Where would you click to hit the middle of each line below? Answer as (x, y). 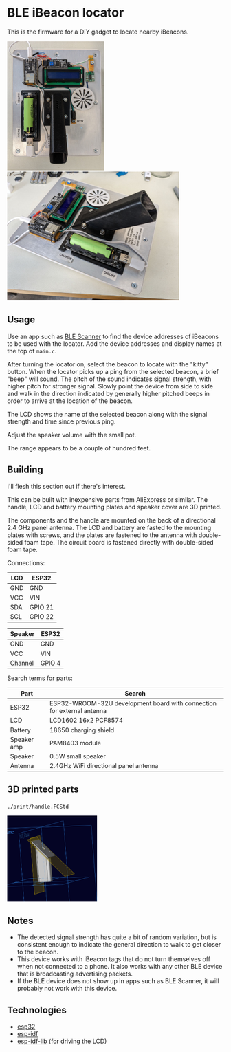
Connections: (26, 562)
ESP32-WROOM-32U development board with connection (133, 703)
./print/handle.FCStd (38, 807)
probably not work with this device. (67, 989)
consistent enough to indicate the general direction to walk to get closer (119, 945)
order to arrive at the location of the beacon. (70, 401)
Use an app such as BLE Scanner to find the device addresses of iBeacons (113, 336)
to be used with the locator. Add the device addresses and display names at (114, 343)
